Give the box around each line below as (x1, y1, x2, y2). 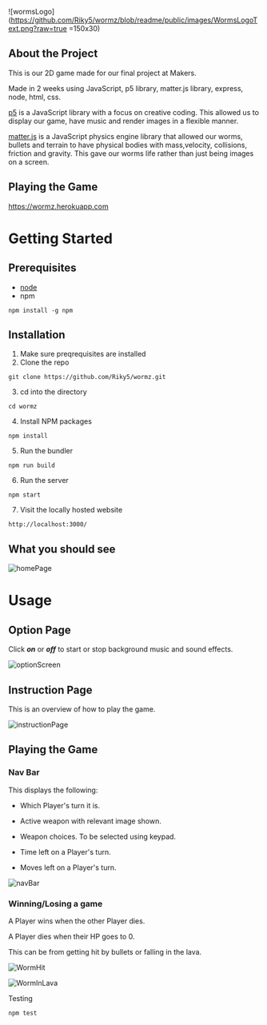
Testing (8, 994, 34, 1003)
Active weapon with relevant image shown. (19, 816, 162, 826)
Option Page (8, 623, 72, 636)
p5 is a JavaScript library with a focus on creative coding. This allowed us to (8, 107, 260, 117)
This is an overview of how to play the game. (8, 704, 156, 714)
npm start (8, 491, 42, 499)
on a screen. (8, 157, 50, 166)
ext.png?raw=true (8, 24, 68, 33)
